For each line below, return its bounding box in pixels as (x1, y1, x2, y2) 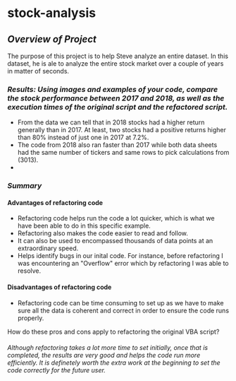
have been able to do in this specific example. (17, 221, 151, 230)
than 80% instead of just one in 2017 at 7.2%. (17, 133, 149, 142)
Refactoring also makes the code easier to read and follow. (17, 229, 188, 238)
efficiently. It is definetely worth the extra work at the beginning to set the (7, 358, 221, 367)
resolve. (17, 266, 42, 275)
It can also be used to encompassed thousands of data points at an (17, 237, 213, 245)
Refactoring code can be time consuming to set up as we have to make (17, 298, 224, 307)
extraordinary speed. (17, 244, 79, 252)
